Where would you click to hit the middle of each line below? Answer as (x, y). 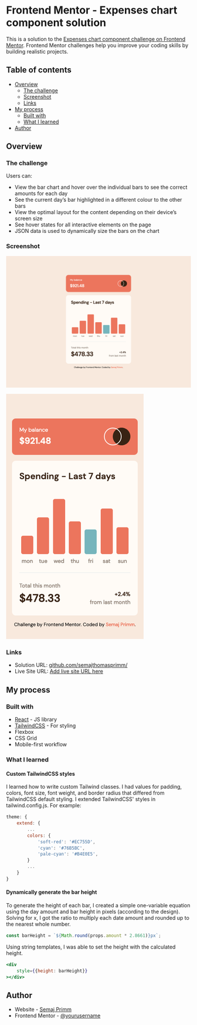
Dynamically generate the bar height (52, 892)
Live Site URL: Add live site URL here (59, 672)
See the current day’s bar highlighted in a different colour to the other (98, 200)
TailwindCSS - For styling (45, 726)
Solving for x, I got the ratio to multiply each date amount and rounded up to (98, 917)
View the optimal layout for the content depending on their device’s (96, 212)
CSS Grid (26, 738)
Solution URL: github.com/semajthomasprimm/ (71, 665)
